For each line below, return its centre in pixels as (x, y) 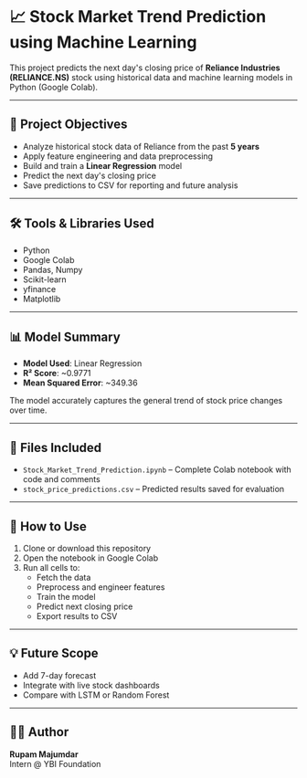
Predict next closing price (85, 606)
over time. (28, 410)
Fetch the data (64, 577)
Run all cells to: (51, 568)
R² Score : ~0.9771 (57, 373)
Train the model (66, 597)
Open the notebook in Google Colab (90, 558)
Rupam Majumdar (44, 754)
